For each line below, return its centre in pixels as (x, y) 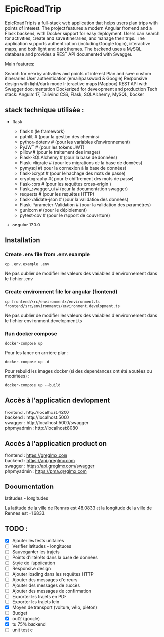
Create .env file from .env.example (48, 254)
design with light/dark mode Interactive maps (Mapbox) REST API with (76, 84)
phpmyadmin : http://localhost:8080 (42, 428)
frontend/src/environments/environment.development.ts (63, 306)
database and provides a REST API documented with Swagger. (69, 54)
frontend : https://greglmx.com (36, 455)
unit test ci (23, 630)
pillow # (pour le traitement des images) (60, 152)
